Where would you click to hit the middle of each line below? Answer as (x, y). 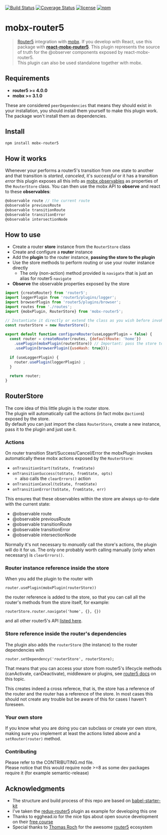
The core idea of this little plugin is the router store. (58, 408)
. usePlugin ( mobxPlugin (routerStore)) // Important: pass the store (85, 344)
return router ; (25, 376)
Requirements (27, 78)
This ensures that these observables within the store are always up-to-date (82, 499)
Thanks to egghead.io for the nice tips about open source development (85, 817)
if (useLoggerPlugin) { (34, 358)
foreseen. (15, 704)
